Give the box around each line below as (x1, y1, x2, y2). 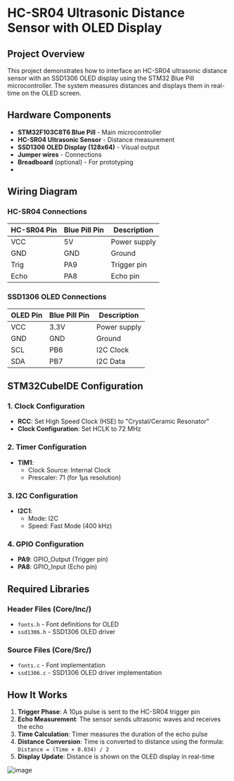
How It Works (7, 689, 68, 701)
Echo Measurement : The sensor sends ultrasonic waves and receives (17, 715, 221, 723)
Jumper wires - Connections (17, 150, 102, 159)
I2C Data (96, 356, 126, 366)
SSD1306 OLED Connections (7, 292, 107, 302)
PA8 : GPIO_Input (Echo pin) (17, 562, 98, 571)
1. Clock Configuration (7, 401, 85, 411)
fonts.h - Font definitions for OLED (17, 620, 119, 628)
